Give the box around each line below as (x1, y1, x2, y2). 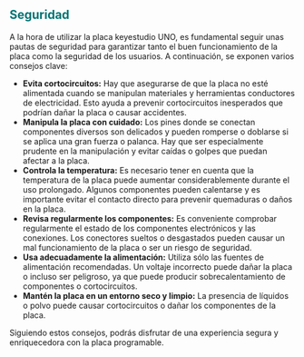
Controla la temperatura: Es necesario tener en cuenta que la (22, 164, 254, 175)
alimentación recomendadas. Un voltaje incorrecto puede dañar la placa (22, 261, 293, 272)
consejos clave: (9, 60, 68, 71)
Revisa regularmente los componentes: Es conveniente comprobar (22, 213, 278, 223)
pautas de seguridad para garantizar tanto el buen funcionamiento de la (9, 41, 279, 52)
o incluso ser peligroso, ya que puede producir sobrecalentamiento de (22, 271, 286, 282)
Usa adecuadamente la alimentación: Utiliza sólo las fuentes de (22, 252, 265, 263)
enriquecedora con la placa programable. (9, 336, 164, 348)
